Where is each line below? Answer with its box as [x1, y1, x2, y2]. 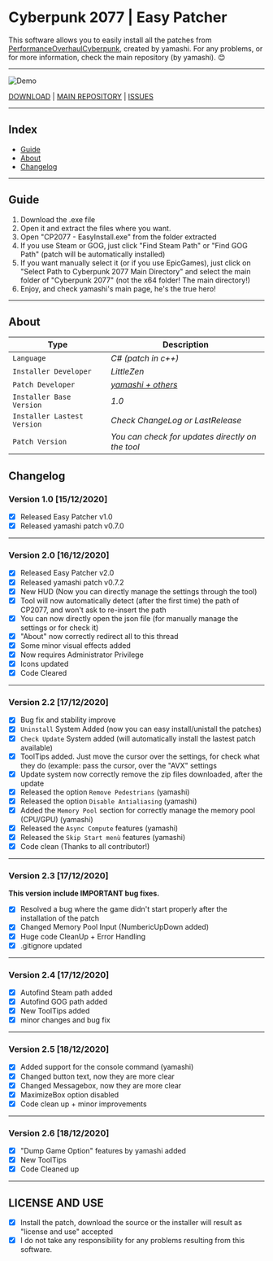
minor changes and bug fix [19, 1015, 111, 1025]
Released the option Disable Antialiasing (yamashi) [19, 796, 197, 806]
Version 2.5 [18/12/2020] [8, 1044, 110, 1055]
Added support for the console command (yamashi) [19, 1062, 194, 1072]
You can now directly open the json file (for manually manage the [19, 613, 239, 623]
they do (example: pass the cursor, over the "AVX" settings [19, 760, 218, 770]
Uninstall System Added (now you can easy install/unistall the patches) [19, 725, 262, 734]
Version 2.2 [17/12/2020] [8, 697, 109, 708]
